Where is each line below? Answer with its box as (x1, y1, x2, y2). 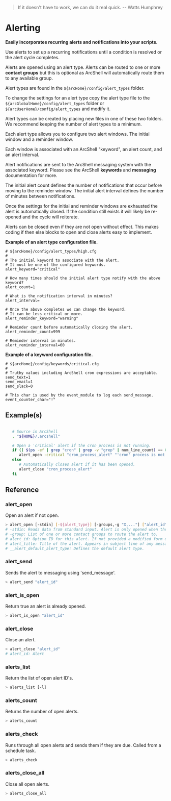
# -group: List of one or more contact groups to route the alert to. (5, 532, 158, 537)
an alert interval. (5, 152, 40, 158)
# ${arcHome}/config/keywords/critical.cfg (5, 361, 99, 366)
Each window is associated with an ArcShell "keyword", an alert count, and (5, 146, 162, 152)
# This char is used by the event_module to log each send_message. (5, 392, 154, 397)
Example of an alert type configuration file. (5, 239, 98, 245)
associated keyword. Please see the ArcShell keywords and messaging (5, 167, 156, 173)
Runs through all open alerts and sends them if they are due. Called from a (5, 742, 161, 748)
